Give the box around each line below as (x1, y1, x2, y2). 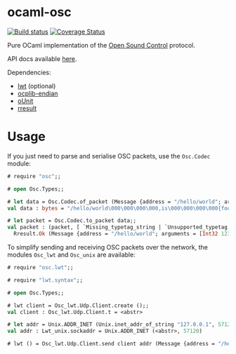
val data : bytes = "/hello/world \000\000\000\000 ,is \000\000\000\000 (7, 205, 218, 212)
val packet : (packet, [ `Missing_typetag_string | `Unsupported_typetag (7, 224, 228, 231)
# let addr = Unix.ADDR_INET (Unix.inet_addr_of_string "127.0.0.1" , (7, 321, 216, 328)
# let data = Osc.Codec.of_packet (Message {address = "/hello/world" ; (7, 198, 221, 205)
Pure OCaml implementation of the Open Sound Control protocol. (7, 41, 195, 49)
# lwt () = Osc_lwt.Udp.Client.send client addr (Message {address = (7, 341, 216, 348)
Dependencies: (7, 68, 51, 76)
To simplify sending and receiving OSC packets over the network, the (7, 243, 209, 251)
